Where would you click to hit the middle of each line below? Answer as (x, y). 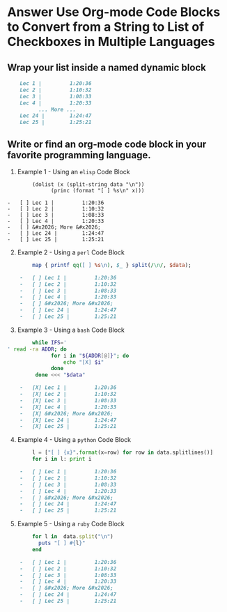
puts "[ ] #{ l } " (62, 543)
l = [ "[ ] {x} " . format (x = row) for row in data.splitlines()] (123, 453)
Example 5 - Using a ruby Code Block (71, 524)
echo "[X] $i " (84, 362)
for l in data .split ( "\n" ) (73, 537)
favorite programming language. (79, 155)
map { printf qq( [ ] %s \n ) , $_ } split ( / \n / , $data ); (112, 265)
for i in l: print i (62, 459)
